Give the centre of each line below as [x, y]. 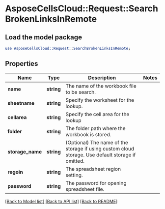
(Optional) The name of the [97, 142]
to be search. [81, 92]
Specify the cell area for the [97, 114]
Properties [22, 64]
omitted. [75, 161]
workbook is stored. [88, 134]
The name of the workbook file [101, 86]
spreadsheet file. [85, 189]
